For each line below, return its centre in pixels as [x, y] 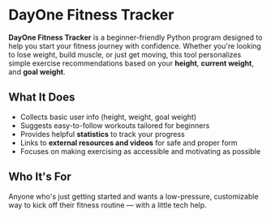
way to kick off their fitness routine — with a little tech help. [108, 205]
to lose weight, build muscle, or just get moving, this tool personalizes [125, 54]
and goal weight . [37, 71]
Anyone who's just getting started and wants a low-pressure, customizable [133, 196]
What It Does [42, 98]
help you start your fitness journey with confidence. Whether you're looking [135, 45]
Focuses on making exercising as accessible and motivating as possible [140, 151]
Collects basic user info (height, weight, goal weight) [108, 117]
